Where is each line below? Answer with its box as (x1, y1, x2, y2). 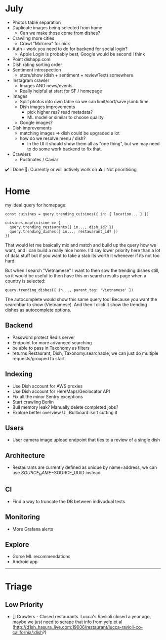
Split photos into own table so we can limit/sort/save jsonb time (19, 98, 149, 104)
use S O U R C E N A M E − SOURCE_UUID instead (12, 470, 101, 477)
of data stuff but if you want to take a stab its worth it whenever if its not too (5, 253, 160, 258)
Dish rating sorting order (12, 62, 63, 67)
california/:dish (12, 630, 43, 636)
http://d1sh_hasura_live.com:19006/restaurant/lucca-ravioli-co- (14, 624, 143, 630)
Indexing (5, 370, 33, 379)
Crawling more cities (12, 35, 54, 41)
